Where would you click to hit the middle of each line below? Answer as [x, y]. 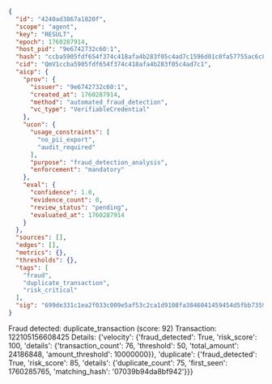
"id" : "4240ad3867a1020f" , [61, 19]
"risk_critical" [51, 290]
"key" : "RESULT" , [45, 34]
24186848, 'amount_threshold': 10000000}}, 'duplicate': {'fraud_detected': [133, 354]
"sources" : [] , [41, 238]
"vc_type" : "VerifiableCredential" [90, 109]
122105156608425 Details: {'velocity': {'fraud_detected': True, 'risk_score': [133, 337]
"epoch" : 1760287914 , [52, 42]
